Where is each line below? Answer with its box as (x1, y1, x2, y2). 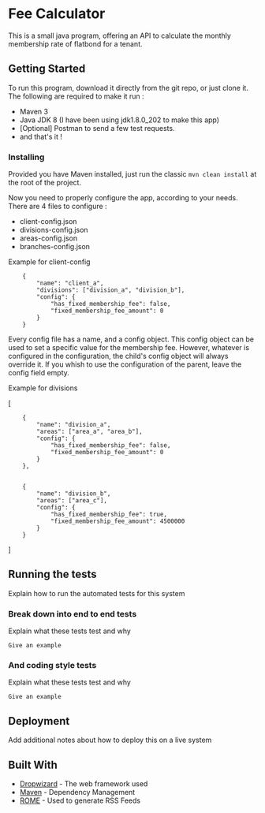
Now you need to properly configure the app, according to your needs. (8, 193, 238, 203)
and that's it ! (19, 132, 63, 141)
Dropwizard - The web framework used (19, 779, 148, 789)
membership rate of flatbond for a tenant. (8, 39, 144, 48)
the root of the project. (8, 178, 81, 188)
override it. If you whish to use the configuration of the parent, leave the (8, 360, 242, 369)
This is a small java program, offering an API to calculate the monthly (8, 31, 231, 40)
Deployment (8, 714, 70, 728)
